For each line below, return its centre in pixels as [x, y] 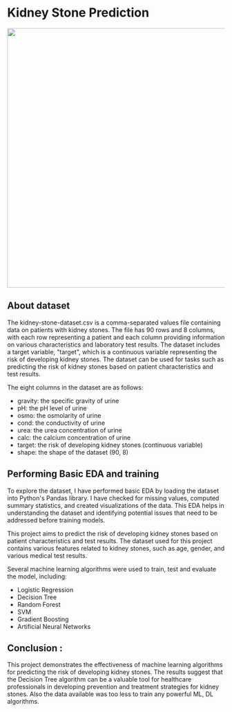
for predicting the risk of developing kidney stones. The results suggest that [115, 672]
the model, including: [37, 576]
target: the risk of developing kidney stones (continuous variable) [110, 445]
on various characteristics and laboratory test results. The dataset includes [114, 345]
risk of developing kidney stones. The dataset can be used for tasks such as [116, 359]
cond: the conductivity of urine [61, 423]
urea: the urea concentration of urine [70, 430]
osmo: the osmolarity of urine [59, 415]
